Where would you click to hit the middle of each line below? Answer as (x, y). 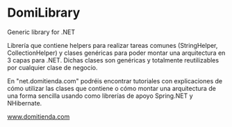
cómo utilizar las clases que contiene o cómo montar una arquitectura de (112, 88)
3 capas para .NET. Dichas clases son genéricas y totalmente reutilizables (113, 60)
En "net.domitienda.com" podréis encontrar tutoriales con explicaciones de (115, 81)
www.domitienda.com (39, 117)
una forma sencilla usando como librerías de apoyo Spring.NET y (100, 96)
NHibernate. (25, 103)
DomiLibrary (44, 13)
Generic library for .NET (41, 32)
